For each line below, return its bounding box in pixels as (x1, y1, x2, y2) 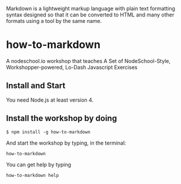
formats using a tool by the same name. (6, 18, 102, 24)
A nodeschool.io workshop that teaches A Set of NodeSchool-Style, (6, 57, 171, 64)
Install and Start (6, 81, 66, 91)
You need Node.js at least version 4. (6, 96, 94, 103)
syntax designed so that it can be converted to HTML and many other (6, 11, 175, 18)
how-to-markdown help (6, 172, 59, 178)
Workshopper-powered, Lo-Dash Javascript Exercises (6, 63, 138, 71)
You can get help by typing (6, 161, 72, 168)
